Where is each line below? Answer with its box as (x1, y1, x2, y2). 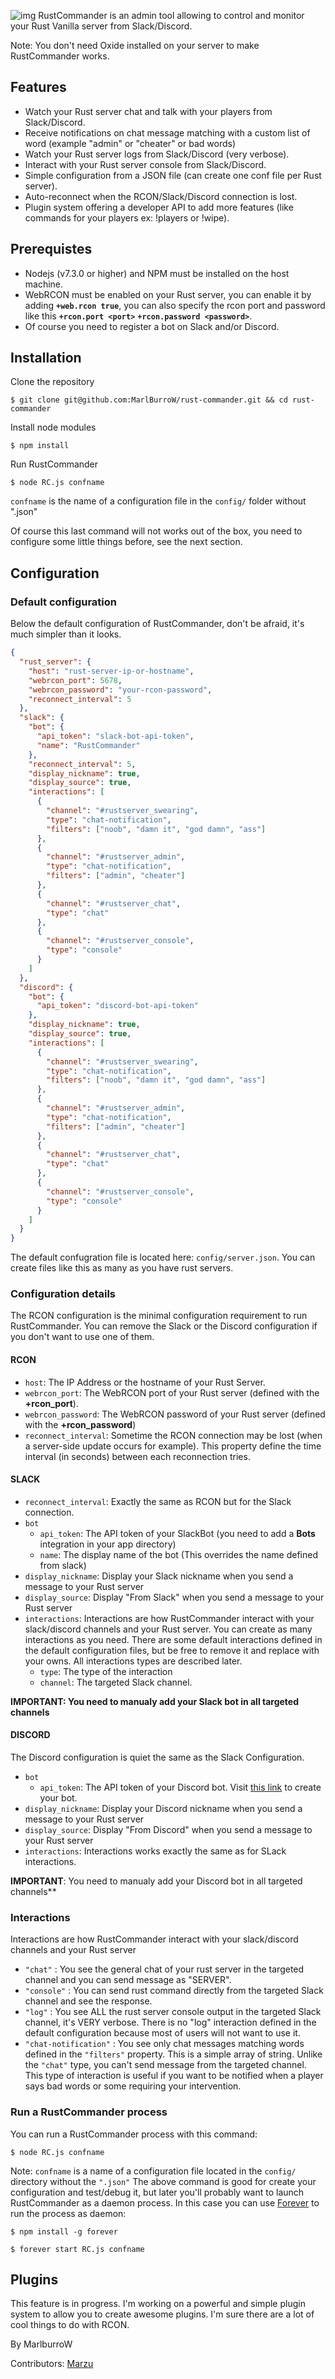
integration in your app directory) (39, 1538, 177, 1550)
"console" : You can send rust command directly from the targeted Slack (24, 1985, 324, 1997)
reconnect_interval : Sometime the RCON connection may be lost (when (24, 1429, 323, 1441)
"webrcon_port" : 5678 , (28, 675, 123, 685)
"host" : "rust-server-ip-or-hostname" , (28, 666, 195, 676)
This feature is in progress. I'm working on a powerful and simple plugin (10, 2298, 306, 2310)
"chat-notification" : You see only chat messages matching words (24, 2038, 305, 2050)
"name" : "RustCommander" (36, 740, 141, 750)
